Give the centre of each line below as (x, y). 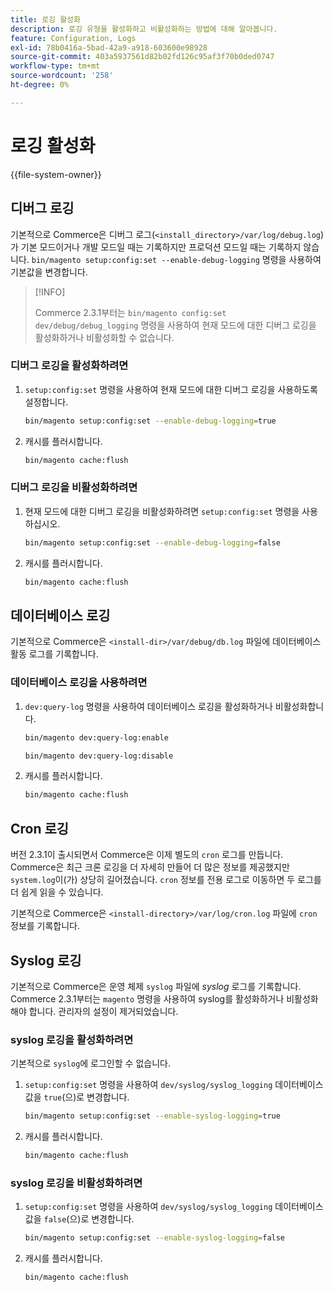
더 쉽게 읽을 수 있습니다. (57, 892)
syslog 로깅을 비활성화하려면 (76, 1183)
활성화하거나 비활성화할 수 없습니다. (104, 337)
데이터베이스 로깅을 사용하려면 (79, 683)
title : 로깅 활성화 (45, 19)
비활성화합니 (299, 706)
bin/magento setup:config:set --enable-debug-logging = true (150, 421)
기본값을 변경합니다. (49, 272)
